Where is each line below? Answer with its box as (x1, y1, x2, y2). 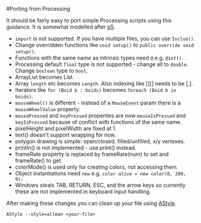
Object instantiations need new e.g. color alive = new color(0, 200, (14, 170, 186, 177)
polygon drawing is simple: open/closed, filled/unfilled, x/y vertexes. (14, 138, 185, 144)
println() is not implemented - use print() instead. (14, 144, 137, 151)
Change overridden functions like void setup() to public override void (14, 42, 194, 48)
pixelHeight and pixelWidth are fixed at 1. (14, 125, 116, 132)
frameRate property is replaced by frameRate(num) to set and (14, 150, 169, 158)
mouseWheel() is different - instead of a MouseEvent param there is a (14, 99, 181, 106)
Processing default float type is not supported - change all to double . (14, 60, 188, 68)
